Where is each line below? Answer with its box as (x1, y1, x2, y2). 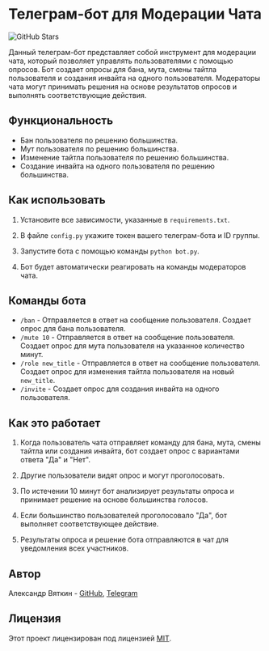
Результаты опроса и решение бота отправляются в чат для (19, 535, 229, 545)
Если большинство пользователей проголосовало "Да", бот (19, 511, 228, 521)
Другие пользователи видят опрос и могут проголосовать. (19, 470, 225, 480)
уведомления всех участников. (19, 543, 129, 553)
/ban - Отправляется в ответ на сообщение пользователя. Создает (19, 315, 252, 325)
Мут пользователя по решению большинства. (19, 143, 179, 154)
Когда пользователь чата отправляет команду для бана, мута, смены (19, 438, 261, 448)
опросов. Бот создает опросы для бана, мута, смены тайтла (8, 64, 216, 74)
